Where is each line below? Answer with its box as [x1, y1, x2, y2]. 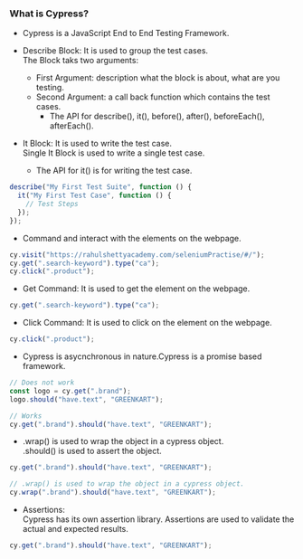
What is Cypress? [9, 7, 89, 20]
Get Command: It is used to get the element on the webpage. [22, 283, 251, 294]
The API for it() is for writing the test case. [35, 166, 193, 176]
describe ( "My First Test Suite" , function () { [9, 183, 193, 192]
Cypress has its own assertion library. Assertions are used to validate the [22, 514, 295, 525]
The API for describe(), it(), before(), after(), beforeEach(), [49, 111, 265, 122]
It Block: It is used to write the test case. [22, 138, 173, 149]
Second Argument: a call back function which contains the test [35, 91, 270, 102]
